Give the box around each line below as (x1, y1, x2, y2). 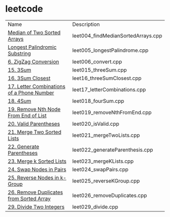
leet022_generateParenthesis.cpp (72, 146, 153, 153)
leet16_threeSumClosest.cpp (72, 75, 142, 82)
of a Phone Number (8, 89, 55, 96)
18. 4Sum (8, 97, 31, 104)
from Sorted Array (8, 195, 51, 202)
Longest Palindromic (8, 44, 57, 51)
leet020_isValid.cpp (72, 120, 120, 127)
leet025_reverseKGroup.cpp (72, 177, 140, 184)
